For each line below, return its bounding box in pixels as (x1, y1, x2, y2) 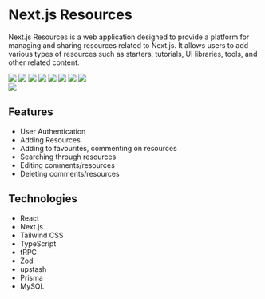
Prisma (19, 273, 44, 282)
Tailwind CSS (19, 230, 64, 240)
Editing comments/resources (19, 160, 116, 169)
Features (8, 106, 53, 119)
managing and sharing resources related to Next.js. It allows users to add (8, 40, 249, 50)
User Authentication (19, 126, 86, 136)
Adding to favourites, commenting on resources (19, 143, 177, 153)
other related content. (8, 58, 80, 67)
